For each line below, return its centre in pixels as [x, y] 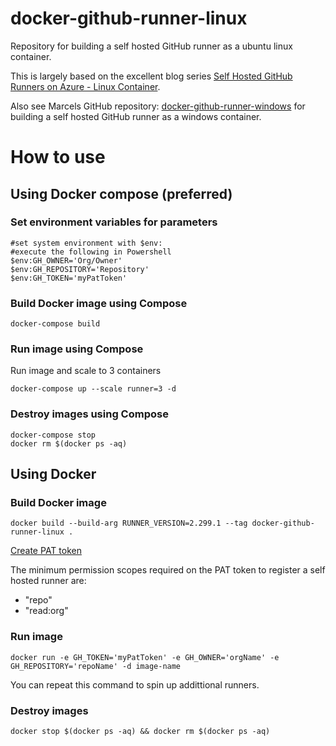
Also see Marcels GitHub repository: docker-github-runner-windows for [158, 106]
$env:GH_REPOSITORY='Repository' [80, 269]
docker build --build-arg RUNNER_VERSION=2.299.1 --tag [129, 523]
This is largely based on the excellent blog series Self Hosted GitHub [151, 76]
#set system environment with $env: [86, 243]
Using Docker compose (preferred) [121, 193]
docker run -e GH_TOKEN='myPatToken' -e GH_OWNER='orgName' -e [145, 657]
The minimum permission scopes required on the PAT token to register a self [168, 570]
